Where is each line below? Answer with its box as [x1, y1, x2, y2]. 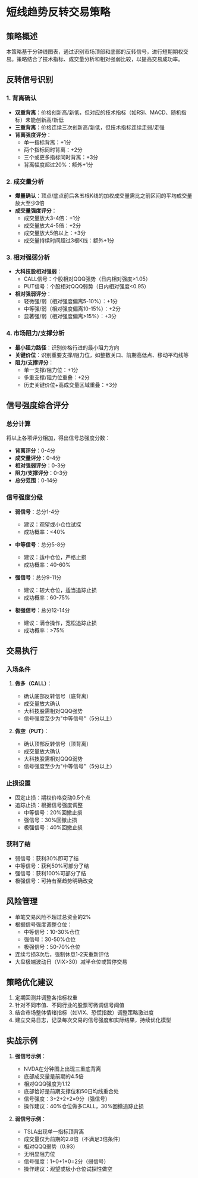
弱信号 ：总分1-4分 [14, 508, 59, 515]
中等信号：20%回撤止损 [23, 808, 83, 816]
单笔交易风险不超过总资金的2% [14, 913, 92, 920]
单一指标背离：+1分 [23, 139, 71, 146]
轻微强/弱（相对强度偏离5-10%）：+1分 [23, 298, 118, 305]
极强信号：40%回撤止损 [23, 823, 83, 831]
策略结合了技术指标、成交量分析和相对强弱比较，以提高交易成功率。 [16, 56, 183, 63]
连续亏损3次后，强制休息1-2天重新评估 [14, 951, 109, 958]
